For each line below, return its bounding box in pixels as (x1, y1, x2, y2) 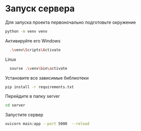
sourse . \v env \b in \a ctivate (9, 66, 68, 71)
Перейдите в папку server (5, 93, 60, 99)
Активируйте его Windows (5, 38, 61, 44)
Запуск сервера (5, 3, 75, 14)
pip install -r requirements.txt (5, 85, 74, 89)
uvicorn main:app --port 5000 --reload (5, 122, 90, 127)
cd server (5, 103, 26, 108)
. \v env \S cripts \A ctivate (9, 47, 61, 52)
